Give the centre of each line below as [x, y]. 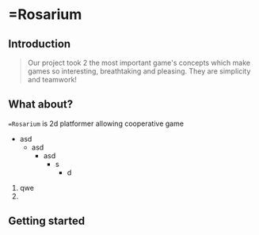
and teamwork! [52, 80]
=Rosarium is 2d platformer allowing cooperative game [96, 123]
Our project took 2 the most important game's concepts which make [139, 63]
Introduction [40, 44]
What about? [41, 104]
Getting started [47, 221]
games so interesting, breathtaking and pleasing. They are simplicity [139, 71]
